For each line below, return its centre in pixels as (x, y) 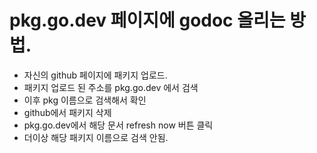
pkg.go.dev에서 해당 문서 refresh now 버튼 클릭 (118, 125)
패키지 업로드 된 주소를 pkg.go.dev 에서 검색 (111, 87)
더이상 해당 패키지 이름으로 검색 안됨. (96, 137)
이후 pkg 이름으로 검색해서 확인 (85, 100)
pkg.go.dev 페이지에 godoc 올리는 (147, 20)
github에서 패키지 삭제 (67, 112)
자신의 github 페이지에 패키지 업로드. (95, 75)
